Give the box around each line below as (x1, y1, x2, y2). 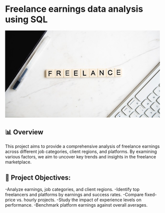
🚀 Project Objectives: (5, 173, 71, 182)
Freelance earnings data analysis (5, 3, 143, 15)
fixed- (144, 192, 157, 198)
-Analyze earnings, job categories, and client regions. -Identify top (5, 186, 140, 192)
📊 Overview (5, 128, 44, 136)
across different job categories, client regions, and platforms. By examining (5, 149, 157, 154)
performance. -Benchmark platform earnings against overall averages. (5, 202, 148, 208)
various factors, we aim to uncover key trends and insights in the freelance (5, 154, 156, 160)
